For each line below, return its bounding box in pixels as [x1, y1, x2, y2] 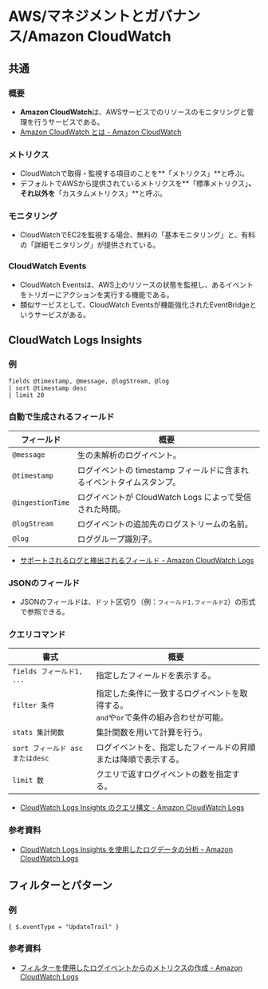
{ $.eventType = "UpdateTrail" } [8, 923, 120, 931]
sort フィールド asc [12, 744, 84, 753]
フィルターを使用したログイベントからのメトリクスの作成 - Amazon [19, 963, 243, 972]
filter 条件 [12, 701, 55, 710]
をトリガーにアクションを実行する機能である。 [19, 289, 174, 300]
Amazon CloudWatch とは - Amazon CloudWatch [19, 127, 182, 137]
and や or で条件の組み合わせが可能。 [96, 712, 229, 723]
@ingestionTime [12, 498, 70, 507]
